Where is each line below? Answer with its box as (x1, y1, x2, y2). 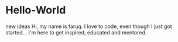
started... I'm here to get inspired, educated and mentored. (5, 29, 147, 36)
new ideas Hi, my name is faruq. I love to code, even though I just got (5, 23, 172, 30)
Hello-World (5, 3, 66, 17)
